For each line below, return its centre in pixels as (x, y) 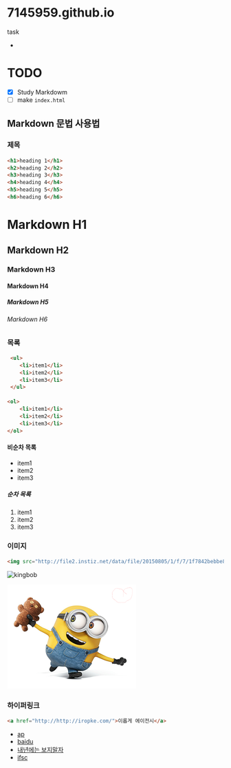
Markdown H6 (27, 319)
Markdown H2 (38, 250)
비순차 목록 (22, 447)
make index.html (41, 100)
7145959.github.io (61, 13)
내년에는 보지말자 (40, 750)
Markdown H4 (28, 286)
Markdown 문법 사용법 (54, 124)
